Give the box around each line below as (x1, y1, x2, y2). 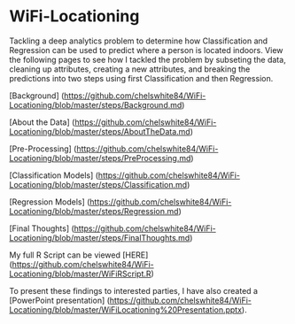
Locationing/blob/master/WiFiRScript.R (9, 268, 151, 279)
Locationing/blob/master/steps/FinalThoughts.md (9, 232, 190, 243)
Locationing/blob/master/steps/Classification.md (9, 179, 188, 189)
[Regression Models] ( (9, 197, 90, 207)
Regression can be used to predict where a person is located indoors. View (9, 44, 283, 55)
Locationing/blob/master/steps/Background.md (9, 99, 182, 110)
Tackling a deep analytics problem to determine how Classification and (9, 35, 268, 46)
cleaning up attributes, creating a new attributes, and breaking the (9, 64, 251, 74)
